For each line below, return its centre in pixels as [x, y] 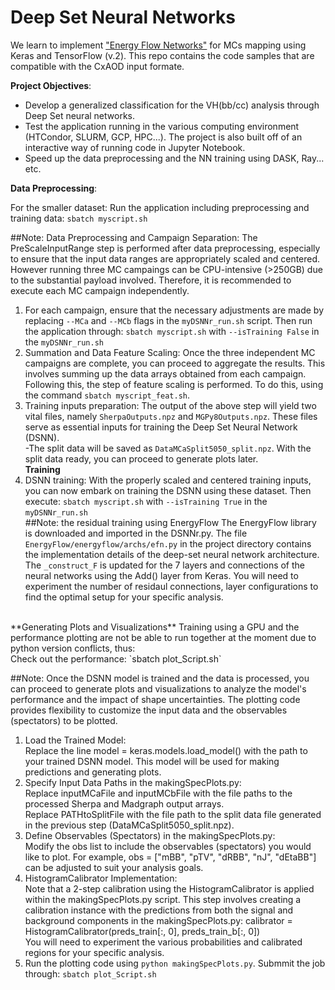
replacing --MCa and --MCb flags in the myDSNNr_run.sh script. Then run [168, 320]
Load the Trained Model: [75, 740]
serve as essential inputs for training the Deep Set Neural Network [161, 427]
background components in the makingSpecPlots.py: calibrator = [158, 920]
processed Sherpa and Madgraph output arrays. [124, 803]
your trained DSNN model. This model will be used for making [152, 761]
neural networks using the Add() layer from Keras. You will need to [161, 575]
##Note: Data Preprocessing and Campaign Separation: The [134, 237]
